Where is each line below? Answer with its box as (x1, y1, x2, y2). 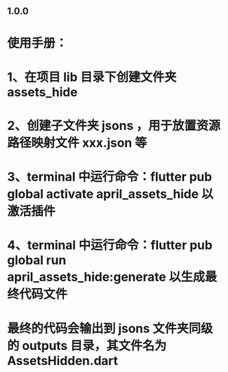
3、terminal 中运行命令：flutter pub (7, 169, 212, 185)
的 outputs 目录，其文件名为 (7, 338, 167, 353)
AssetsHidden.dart (7, 353, 118, 369)
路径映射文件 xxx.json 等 (7, 135, 148, 151)
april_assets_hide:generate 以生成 (7, 270, 205, 285)
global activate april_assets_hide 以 (7, 186, 214, 202)
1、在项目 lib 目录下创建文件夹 (7, 69, 177, 85)
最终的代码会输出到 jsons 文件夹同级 (7, 320, 213, 336)
